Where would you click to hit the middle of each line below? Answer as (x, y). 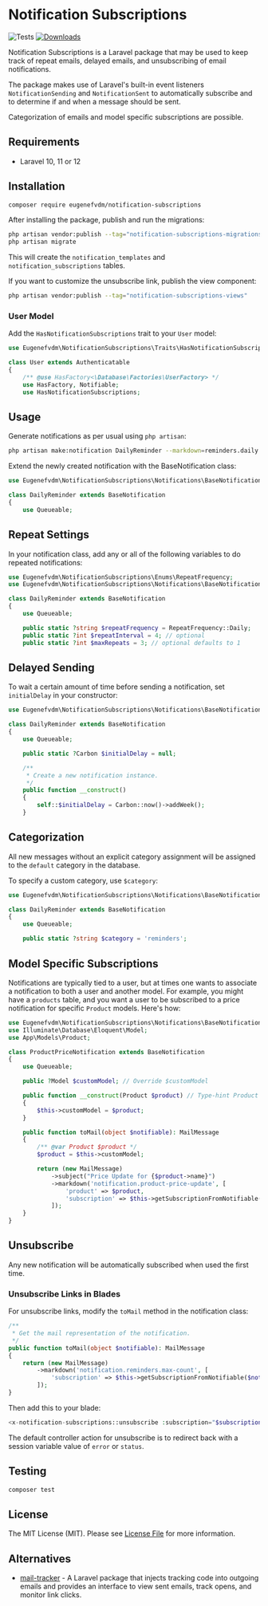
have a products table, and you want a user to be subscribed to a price (124, 999)
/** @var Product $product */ (87, 1147)
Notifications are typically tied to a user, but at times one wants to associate (133, 982)
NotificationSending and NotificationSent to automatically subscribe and (130, 93)
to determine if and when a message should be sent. (95, 101)
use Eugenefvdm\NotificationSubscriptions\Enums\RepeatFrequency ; (121, 577)
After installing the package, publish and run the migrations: (106, 220)
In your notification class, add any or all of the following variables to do (124, 554)
